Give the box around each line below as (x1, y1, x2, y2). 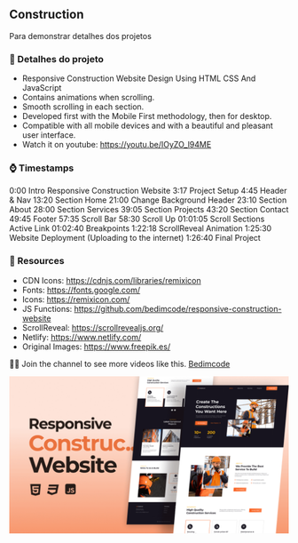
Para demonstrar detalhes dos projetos (9, 30, 153, 41)
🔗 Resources (9, 255, 65, 268)
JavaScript (21, 83, 62, 93)
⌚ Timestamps (9, 162, 74, 174)
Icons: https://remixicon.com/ (21, 293, 130, 305)
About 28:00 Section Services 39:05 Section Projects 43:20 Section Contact (9, 204, 289, 215)
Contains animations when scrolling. (21, 92, 155, 103)
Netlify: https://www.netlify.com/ (21, 331, 142, 342)
